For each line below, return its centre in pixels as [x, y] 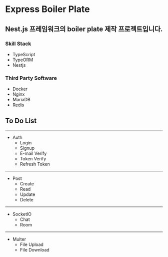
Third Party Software [31, 78]
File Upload [32, 244]
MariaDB [21, 100]
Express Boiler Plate [47, 9]
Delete [27, 199]
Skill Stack [18, 44]
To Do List [21, 120]
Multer [19, 239]
